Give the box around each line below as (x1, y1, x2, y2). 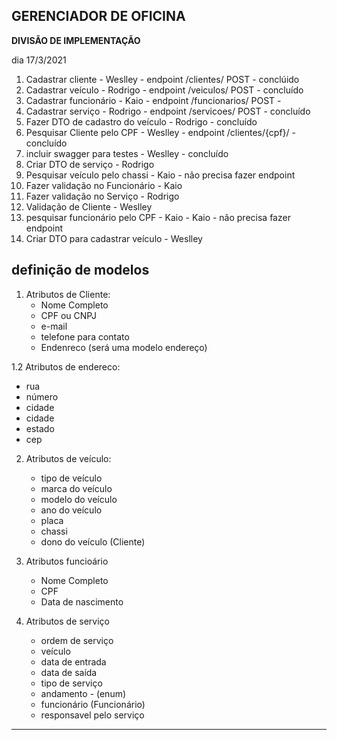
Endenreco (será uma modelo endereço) (40, 341, 208, 353)
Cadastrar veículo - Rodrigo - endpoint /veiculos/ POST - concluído (25, 84, 304, 96)
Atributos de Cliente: (25, 288, 111, 300)
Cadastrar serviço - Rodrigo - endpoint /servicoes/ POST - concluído (25, 105, 311, 117)
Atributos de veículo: (25, 452, 112, 464)
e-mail (40, 320, 68, 332)
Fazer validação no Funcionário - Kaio (25, 179, 183, 191)
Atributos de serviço (25, 615, 110, 627)
